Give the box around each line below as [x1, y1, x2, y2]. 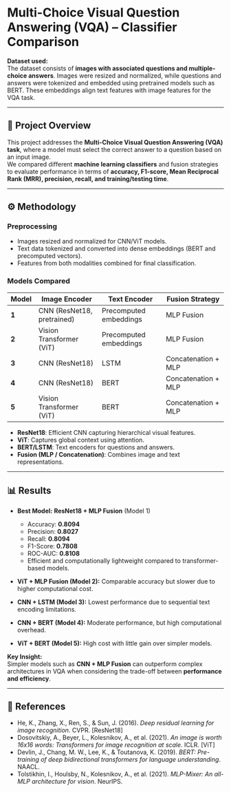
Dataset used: [7, 56, 48, 65]
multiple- [188, 64, 216, 72]
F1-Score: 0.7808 [27, 542, 78, 550]
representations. [16, 458, 64, 466]
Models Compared [7, 277, 71, 286]
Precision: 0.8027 [27, 527, 79, 535]
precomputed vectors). [16, 252, 82, 260]
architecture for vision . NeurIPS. [32, 778, 123, 786]
